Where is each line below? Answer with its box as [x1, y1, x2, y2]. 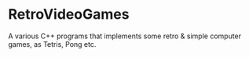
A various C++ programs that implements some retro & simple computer [8, 31, 242, 41]
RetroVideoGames [8, 5, 130, 23]
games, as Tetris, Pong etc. [8, 39, 97, 48]
